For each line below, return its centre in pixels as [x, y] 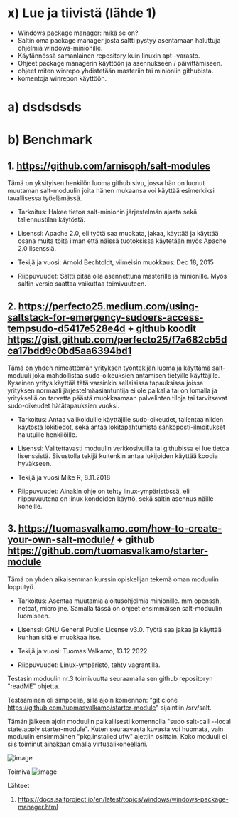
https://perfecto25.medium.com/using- [108, 306]
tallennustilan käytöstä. [52, 219]
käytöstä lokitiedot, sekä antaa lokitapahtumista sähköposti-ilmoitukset [121, 427]
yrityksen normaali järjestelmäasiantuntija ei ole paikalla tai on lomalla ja [113, 390]
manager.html [38, 807]
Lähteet [18, 785]
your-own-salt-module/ [61, 540]
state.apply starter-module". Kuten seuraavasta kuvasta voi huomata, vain [115, 729]
